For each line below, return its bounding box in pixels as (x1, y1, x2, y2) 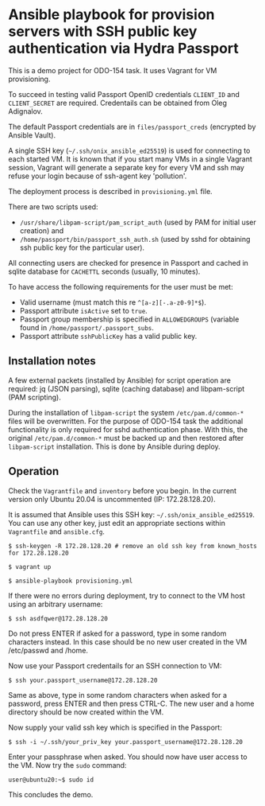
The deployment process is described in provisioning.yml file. (8, 186, 213, 196)
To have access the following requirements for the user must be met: (8, 282, 233, 291)
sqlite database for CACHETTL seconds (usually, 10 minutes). (8, 267, 201, 276)
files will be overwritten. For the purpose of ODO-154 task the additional (8, 416, 244, 426)
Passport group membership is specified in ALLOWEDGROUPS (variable (19, 314, 240, 324)
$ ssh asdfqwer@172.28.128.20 (8, 614, 109, 622)
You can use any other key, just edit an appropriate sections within (8, 518, 226, 528)
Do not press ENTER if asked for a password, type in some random (8, 629, 227, 638)
